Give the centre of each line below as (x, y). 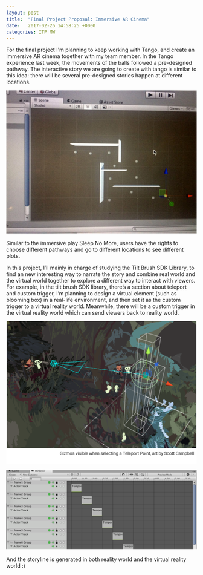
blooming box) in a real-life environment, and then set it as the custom (94, 300)
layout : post (23, 13)
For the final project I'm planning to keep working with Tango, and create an (101, 50)
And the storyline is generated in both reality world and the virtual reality (96, 559)
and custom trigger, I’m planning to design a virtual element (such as (92, 294)
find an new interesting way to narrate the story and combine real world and (101, 274)
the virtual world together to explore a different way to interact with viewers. (101, 281)
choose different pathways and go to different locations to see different (95, 250)
